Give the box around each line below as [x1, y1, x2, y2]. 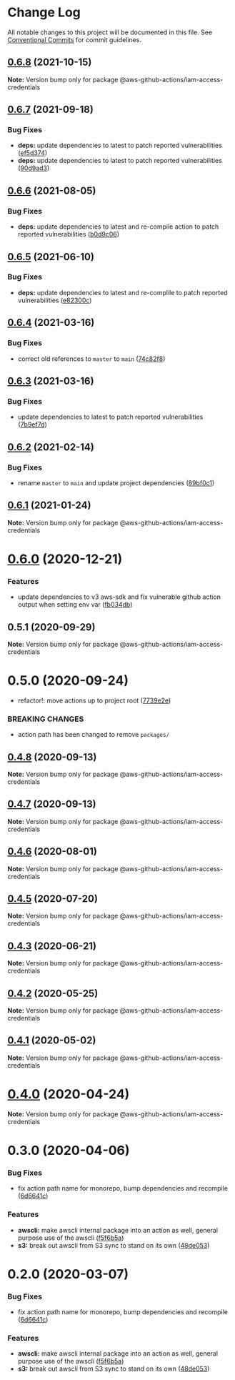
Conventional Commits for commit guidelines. [7, 35, 141, 44]
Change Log [7, 4, 81, 21]
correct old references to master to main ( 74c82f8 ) [17, 354, 166, 363]
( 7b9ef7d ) [17, 420, 48, 429]
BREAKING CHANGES [7, 714, 84, 724]
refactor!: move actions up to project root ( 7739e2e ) [17, 696, 171, 705]
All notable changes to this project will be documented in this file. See [7, 28, 213, 36]
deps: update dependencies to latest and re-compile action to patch [17, 222, 219, 231]
